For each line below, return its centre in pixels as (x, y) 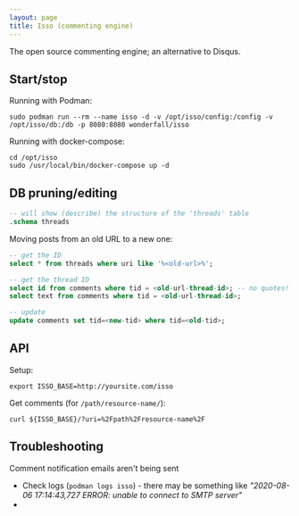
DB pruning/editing (63, 193)
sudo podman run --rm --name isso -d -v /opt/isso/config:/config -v (141, 117)
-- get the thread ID (50, 279)
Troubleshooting (57, 447)
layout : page (33, 17)
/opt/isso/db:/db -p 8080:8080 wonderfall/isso (100, 125)
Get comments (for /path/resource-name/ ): (88, 403)
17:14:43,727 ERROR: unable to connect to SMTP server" (138, 495)
